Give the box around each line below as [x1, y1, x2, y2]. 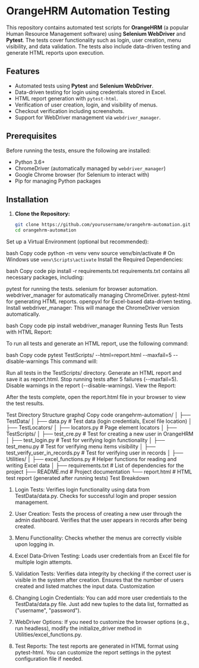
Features [6, 67, 40, 77]
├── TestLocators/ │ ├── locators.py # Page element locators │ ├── [6, 424, 177, 431]
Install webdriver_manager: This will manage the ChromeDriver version [6, 305, 180, 312]
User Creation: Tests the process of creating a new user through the [14, 510, 182, 518]
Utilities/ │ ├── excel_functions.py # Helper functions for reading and [6, 456, 177, 463]
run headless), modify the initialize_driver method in [14, 625, 142, 632]
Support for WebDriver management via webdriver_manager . [14, 114, 161, 121]
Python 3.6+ [14, 158, 46, 165]
